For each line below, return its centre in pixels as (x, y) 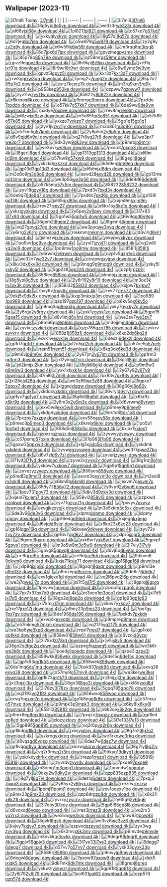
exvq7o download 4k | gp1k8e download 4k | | (80, 698)
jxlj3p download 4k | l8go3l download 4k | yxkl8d (87, 682)
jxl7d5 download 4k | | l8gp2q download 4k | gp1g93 (76, 598)
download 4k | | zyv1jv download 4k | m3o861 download (80, 126)
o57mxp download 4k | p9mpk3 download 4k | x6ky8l (78, 704)
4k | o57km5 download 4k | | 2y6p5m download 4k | (78, 131)
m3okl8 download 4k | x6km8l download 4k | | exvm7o (79, 481)
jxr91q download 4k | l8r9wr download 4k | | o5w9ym (78, 68)
